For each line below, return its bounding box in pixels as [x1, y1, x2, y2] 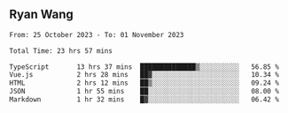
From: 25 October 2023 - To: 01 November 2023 [9, 30, 184, 39]
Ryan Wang [9, 7, 74, 22]
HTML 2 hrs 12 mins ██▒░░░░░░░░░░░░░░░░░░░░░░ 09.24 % [9, 79, 279, 87]
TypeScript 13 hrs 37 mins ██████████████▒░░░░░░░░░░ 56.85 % [9, 62, 279, 72]
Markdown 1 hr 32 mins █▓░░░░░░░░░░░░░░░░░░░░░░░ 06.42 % [9, 95, 279, 104]
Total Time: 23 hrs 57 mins [9, 46, 113, 56]
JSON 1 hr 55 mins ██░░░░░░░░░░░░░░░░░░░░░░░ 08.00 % [9, 87, 279, 96]
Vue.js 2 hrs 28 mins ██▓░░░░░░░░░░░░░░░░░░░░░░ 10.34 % [9, 71, 279, 79]
